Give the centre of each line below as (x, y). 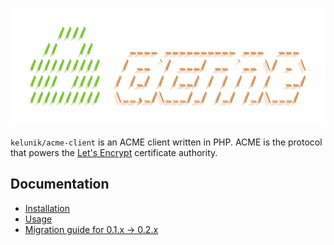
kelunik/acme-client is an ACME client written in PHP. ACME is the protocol (166, 142)
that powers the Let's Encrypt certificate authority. (114, 152)
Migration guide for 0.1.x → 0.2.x (91, 229)
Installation (47, 208)
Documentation (60, 184)
